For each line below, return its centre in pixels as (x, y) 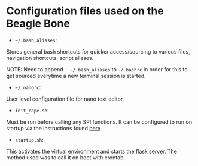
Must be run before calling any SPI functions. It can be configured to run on (99, 122)
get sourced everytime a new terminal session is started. (76, 76)
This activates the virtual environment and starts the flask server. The (92, 151)
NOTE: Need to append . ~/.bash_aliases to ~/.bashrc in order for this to (97, 69)
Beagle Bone (38, 24)
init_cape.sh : (32, 110)
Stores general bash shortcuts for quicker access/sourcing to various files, (98, 51)
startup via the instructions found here (53, 128)
